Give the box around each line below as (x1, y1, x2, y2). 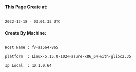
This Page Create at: (5, 4, 48, 10)
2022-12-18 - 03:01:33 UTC (5, 19, 61, 24)
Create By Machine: (5, 30, 47, 36)
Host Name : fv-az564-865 (5, 45, 58, 50)
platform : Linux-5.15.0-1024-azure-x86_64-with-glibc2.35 (5, 54, 132, 59)
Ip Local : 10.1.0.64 (5, 63, 52, 68)
